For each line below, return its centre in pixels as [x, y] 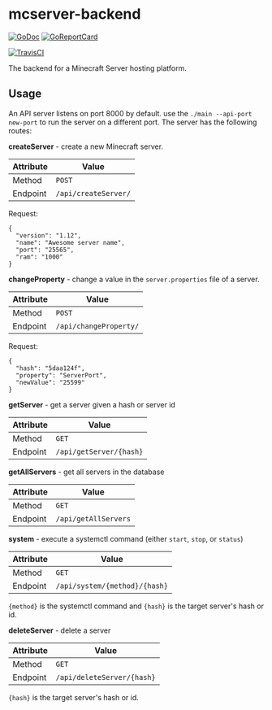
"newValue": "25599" [50, 382]
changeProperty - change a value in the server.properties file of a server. [134, 279]
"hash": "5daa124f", [50, 368]
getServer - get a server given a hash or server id [92, 404]
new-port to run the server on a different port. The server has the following [133, 122]
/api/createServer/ [93, 193]
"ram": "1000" [39, 257]
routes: [20, 130]
